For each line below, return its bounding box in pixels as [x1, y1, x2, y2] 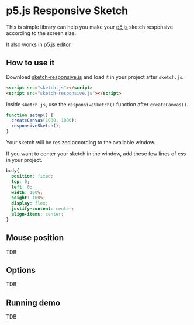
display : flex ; [11, 200, 49, 206]
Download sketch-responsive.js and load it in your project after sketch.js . [6, 73, 184, 80]
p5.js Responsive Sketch [6, 4, 129, 18]
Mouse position [6, 233, 64, 243]
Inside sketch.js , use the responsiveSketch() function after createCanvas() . [6, 101, 189, 108]
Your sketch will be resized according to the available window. [6, 139, 156, 146]
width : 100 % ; [11, 189, 43, 195]
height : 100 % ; [11, 195, 46, 201]
